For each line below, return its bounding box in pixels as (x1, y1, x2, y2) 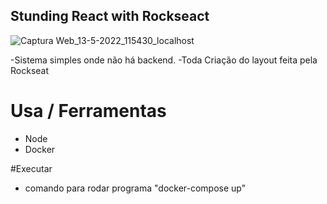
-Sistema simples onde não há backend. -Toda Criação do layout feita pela (10, 54, 318, 66)
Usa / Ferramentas (10, 100, 167, 122)
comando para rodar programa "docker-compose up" (24, 182, 247, 194)
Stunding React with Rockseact (10, 8, 210, 25)
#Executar (10, 162, 53, 174)
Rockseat (10, 64, 50, 76)
